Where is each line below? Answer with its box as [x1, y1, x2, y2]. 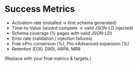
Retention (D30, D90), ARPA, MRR [11, 46, 81, 52]
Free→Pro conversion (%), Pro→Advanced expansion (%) [11, 40, 129, 46]
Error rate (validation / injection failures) [11, 35, 93, 41]
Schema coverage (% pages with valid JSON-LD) [11, 30, 112, 36]
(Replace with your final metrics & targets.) [4, 55, 92, 61]
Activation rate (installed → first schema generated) [11, 20, 117, 26]
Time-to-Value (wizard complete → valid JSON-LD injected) [11, 25, 134, 31]
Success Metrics [4, 3, 75, 15]
